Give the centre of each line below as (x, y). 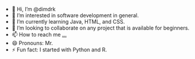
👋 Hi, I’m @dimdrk (34, 9)
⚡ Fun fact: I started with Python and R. (59, 50)
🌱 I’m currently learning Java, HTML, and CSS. (68, 22)
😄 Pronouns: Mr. (32, 43)
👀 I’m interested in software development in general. (75, 15)
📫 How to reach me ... (39, 35)
